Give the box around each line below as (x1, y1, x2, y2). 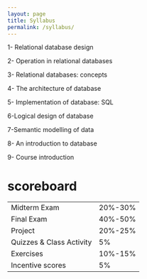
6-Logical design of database (7, 111, 94, 121)
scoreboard (7, 178, 77, 194)
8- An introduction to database (7, 139, 97, 148)
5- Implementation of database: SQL (7, 98, 114, 106)
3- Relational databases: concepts (7, 70, 108, 79)
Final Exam (11, 214, 48, 224)
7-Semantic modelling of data (7, 126, 94, 134)
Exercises (11, 249, 44, 259)
